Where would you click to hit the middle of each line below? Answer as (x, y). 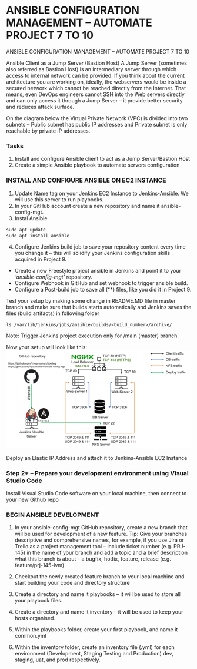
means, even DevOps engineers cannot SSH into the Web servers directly (96, 94)
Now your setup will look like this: (46, 347)
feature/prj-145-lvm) (39, 565)
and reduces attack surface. (40, 107)
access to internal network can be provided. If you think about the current (96, 75)
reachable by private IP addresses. (48, 131)
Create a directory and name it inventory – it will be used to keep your (99, 612)
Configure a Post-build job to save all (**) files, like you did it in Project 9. (103, 289)
